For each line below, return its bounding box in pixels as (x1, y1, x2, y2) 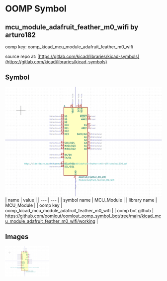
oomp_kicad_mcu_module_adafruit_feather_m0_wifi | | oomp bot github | (5, 207, 154, 213)
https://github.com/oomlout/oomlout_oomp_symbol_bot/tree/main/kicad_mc (5, 213, 162, 219)
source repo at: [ (5, 53, 39, 59)
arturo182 (5, 30, 36, 39)
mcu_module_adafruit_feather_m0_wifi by (5, 23, 139, 31)
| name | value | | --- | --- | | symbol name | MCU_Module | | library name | (5, 197, 158, 203)
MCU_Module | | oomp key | (5, 202, 63, 208)
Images (5, 233, 29, 241)
